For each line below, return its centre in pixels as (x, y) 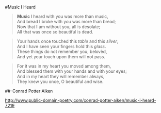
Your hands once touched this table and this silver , (68, 41)
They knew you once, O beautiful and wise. (60, 81)
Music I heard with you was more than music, (62, 16)
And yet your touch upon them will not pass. (61, 57)
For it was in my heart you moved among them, (64, 66)
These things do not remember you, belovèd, (62, 51)
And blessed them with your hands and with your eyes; (72, 71)
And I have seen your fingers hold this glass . (61, 46)
